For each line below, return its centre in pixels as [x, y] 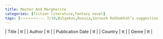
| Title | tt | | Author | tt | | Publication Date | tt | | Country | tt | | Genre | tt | [79, 32]
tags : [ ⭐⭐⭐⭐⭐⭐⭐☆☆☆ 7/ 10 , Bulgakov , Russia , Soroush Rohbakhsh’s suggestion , [83, 18]
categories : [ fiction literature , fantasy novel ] [55, 14]
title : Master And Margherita [36, 9]
